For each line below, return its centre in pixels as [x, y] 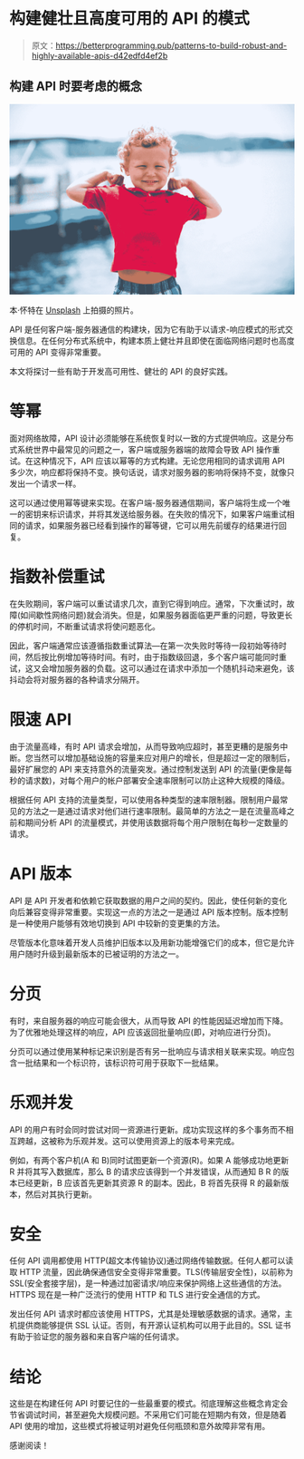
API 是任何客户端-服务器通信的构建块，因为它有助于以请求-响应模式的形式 [147, 329]
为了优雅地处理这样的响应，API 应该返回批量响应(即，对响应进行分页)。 [142, 1032]
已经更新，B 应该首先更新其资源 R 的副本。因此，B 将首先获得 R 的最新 [149, 1182]
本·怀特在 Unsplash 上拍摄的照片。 [74, 310]
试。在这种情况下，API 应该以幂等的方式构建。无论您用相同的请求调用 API [147, 461]
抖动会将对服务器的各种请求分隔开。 [77, 679]
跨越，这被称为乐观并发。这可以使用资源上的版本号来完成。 [128, 1141]
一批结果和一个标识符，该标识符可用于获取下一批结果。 [120, 1063]
